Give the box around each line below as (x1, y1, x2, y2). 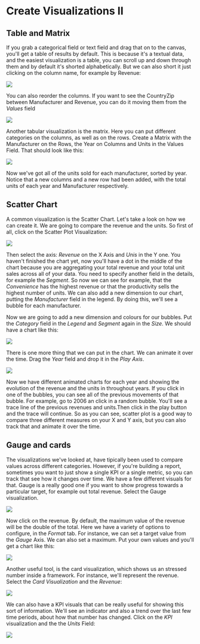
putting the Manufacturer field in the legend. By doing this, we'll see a (6, 295, 178, 303)
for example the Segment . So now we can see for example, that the (6, 277, 172, 284)
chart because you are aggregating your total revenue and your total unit (6, 263, 185, 271)
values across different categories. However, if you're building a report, (6, 462, 181, 469)
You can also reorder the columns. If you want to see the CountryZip (6, 92, 175, 99)
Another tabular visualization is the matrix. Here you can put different (6, 127, 176, 135)
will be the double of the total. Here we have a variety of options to (6, 523, 170, 530)
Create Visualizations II (6, 4, 124, 18)
